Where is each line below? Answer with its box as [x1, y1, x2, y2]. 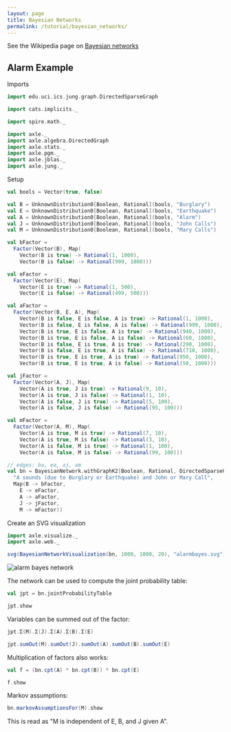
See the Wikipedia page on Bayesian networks [7, 42, 139, 50]
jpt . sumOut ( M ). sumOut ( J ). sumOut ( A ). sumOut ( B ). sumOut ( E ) [7, 640, 170, 648]
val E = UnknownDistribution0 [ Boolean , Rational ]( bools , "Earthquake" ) [7, 207, 217, 214]
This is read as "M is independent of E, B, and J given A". [7, 718, 168, 726]
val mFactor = [7, 417, 48, 424]
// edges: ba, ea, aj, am [7, 461, 81, 469]
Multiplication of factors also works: [7, 653, 109, 662]
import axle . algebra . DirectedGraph [7, 137, 109, 144]
